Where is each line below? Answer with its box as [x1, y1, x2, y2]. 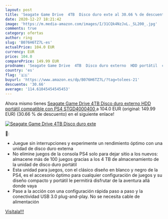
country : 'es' [5, 68, 35, 73]
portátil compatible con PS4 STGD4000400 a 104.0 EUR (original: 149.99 [5, 106, 156, 112]
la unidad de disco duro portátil [12, 161, 77, 167]
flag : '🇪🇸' [5, 73, 30, 78]
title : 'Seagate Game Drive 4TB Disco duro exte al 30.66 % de [5, 12, 144, 17]
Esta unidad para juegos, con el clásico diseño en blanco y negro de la [12, 166, 158, 173]
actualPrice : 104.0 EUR [5, 45, 55, 50]
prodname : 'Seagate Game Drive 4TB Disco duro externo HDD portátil [5, 63, 157, 68]
